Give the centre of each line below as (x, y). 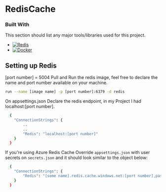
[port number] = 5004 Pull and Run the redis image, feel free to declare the (82, 77)
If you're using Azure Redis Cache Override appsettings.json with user (78, 153)
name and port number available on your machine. (56, 83)
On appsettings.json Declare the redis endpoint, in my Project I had (73, 101)
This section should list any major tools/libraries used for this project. (75, 35)
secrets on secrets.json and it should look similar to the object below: (76, 158)
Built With (17, 25)
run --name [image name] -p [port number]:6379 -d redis (65, 92)
